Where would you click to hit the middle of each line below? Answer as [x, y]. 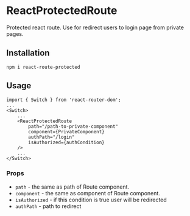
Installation [28, 53]
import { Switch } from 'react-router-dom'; [64, 100]
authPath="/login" [51, 137]
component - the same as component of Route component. [87, 193]
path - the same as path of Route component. [72, 187]
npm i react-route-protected [43, 67]
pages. [15, 33]
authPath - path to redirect [48, 206]
